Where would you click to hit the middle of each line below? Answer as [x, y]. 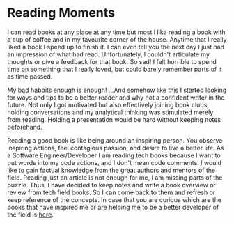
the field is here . [30, 215]
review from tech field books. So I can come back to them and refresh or [111, 192]
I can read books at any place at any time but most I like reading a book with [116, 32]
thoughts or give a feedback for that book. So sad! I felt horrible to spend [112, 61]
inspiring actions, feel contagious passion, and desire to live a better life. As [116, 148]
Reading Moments [61, 13]
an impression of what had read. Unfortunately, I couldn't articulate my [109, 54]
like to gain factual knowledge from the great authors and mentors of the [111, 170]
